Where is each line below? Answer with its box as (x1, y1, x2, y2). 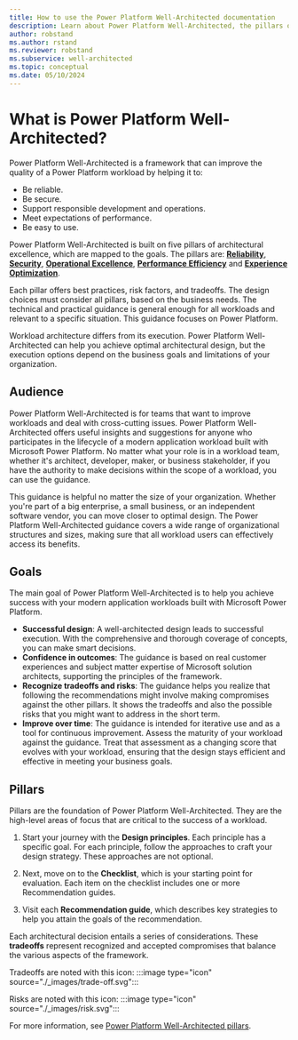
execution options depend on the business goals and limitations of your (9, 348, 271, 360)
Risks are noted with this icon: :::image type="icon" (9, 994, 197, 1004)
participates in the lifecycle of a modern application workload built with (9, 436, 269, 447)
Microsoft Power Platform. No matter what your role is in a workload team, (9, 445, 280, 456)
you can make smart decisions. (21, 643, 137, 653)
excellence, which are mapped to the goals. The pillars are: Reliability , (9, 248, 267, 259)
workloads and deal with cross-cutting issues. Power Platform (9, 417, 236, 428)
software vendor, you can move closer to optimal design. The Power (9, 510, 259, 521)
